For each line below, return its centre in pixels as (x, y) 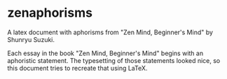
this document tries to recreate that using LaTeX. (77, 68)
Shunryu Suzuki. (31, 39)
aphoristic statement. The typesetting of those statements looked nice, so (114, 60)
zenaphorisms (50, 13)
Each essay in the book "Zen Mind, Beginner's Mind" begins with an (105, 53)
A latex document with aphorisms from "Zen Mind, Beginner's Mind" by (110, 32)
